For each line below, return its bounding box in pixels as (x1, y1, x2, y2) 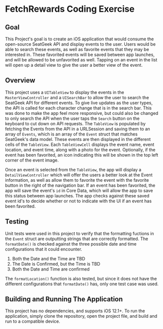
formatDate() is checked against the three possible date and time (5, 241, 137, 247)
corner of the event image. (5, 157, 59, 163)
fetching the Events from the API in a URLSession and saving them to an (5, 126, 150, 132)
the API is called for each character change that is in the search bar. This (5, 105, 152, 111)
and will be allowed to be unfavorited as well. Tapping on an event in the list (5, 57, 158, 62)
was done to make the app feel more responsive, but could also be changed (5, 110, 159, 116)
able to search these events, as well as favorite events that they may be (5, 47, 149, 52)
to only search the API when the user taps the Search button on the (5, 115, 140, 121)
